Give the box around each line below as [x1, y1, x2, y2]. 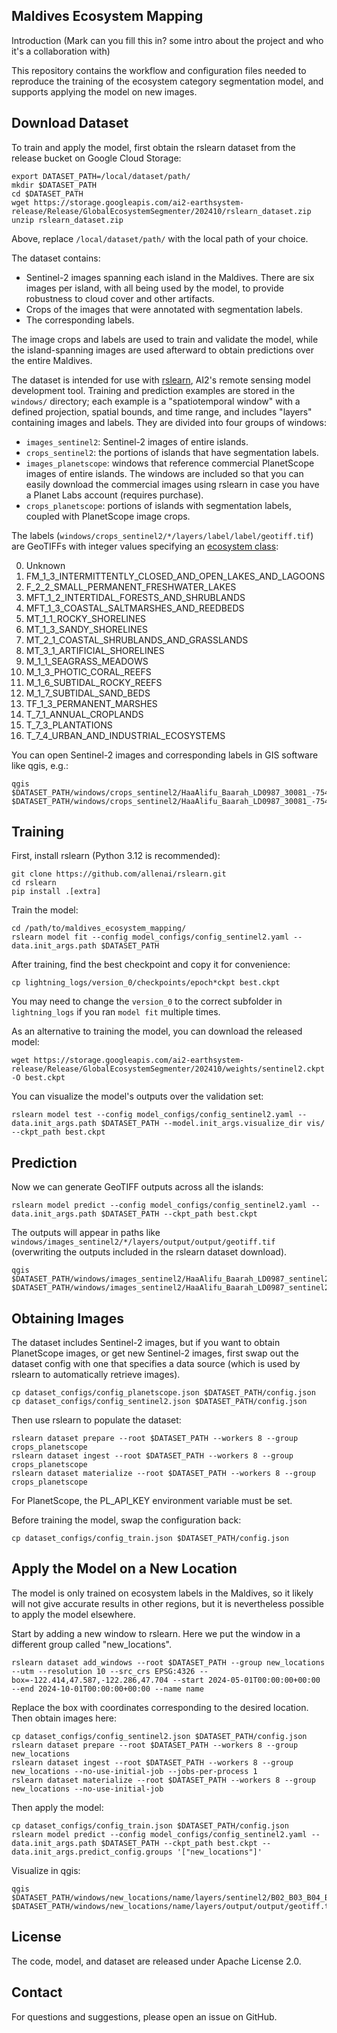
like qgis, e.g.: [11, 759, 69, 771]
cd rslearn [11, 878, 57, 888]
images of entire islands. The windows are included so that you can [25, 467, 304, 479]
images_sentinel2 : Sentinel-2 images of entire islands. [25, 435, 249, 448]
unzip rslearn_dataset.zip [11, 215, 124, 225]
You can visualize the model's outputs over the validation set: [11, 1090, 264, 1103]
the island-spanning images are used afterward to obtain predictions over [11, 344, 315, 356]
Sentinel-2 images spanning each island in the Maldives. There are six [25, 271, 315, 283]
